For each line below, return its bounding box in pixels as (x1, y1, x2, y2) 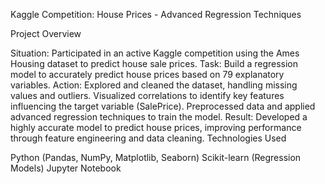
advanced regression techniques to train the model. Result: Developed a (10, 111, 308, 123)
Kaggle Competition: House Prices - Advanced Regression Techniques (10, 9, 302, 20)
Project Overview (10, 28, 82, 39)
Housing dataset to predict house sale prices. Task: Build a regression (10, 58, 299, 69)
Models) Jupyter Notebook (10, 162, 122, 174)
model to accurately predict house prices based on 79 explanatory (10, 69, 285, 80)
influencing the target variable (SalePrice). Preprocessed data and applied (10, 100, 316, 112)
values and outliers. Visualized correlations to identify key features (10, 90, 285, 101)
